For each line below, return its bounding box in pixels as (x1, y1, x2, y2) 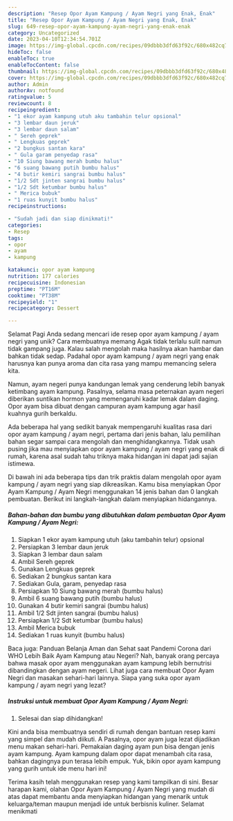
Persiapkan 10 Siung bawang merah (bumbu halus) (17, 587, 163, 595)
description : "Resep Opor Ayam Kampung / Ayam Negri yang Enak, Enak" (8, 10, 216, 17)
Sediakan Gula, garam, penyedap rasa (17, 580, 127, 588)
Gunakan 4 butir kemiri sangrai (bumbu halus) (17, 602, 149, 610)
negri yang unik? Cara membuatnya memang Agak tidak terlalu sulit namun (8, 337, 222, 346)
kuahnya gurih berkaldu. (8, 409, 77, 418)
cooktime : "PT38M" (8, 292, 61, 299)
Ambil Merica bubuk (17, 623, 75, 632)
